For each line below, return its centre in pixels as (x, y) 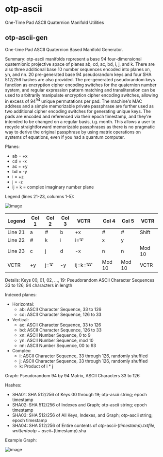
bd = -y (20, 172)
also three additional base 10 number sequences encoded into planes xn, (78, 69)
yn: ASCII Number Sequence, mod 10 (56, 340)
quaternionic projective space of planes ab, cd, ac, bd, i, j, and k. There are (80, 64)
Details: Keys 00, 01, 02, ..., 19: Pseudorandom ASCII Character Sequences (80, 280)
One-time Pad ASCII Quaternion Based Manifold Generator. (64, 49)
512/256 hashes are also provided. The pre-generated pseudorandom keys (80, 79)
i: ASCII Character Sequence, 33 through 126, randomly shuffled (83, 356)
